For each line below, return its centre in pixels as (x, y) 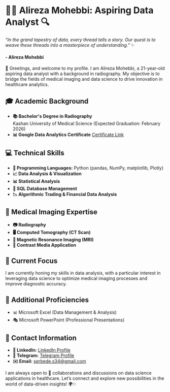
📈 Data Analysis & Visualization (47, 173)
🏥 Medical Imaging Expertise (52, 212)
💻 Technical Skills (35, 153)
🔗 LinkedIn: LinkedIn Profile (42, 350)
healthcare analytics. (27, 85)
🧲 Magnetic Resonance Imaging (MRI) (53, 239)
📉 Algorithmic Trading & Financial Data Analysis (65, 194)
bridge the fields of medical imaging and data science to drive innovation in (84, 79)
